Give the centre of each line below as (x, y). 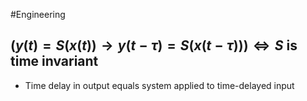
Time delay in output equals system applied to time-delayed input (159, 85)
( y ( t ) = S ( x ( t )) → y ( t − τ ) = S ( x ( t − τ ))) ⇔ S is (154, 45)
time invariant (54, 61)
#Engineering (38, 14)
